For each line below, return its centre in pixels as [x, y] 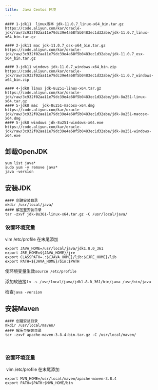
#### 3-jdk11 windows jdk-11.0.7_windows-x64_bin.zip [61, 67]
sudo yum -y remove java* [31, 168]
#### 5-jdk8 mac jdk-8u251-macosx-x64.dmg [50, 105]
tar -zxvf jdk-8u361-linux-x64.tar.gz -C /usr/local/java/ [66, 214]
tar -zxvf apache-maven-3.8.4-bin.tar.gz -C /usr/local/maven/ [71, 335]
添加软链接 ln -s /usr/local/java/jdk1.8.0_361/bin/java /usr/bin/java [78, 281]
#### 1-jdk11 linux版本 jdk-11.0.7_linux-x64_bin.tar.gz [64, 24]
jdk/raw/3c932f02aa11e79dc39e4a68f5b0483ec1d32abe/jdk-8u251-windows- [78, 131]
